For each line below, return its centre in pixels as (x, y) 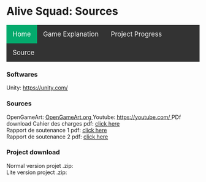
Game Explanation (71, 34)
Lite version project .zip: (37, 172)
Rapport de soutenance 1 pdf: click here (57, 130)
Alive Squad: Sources (62, 11)
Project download (33, 153)
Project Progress (136, 34)
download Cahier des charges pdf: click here (63, 123)
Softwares (22, 74)
